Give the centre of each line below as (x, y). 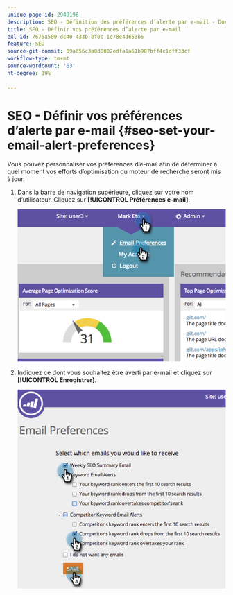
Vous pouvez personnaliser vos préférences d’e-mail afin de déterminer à (112, 164)
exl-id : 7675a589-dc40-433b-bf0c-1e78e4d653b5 (76, 37)
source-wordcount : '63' (42, 66)
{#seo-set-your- (167, 130)
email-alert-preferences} (81, 145)
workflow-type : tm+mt (38, 59)
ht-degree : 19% (29, 73)
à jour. (16, 179)
